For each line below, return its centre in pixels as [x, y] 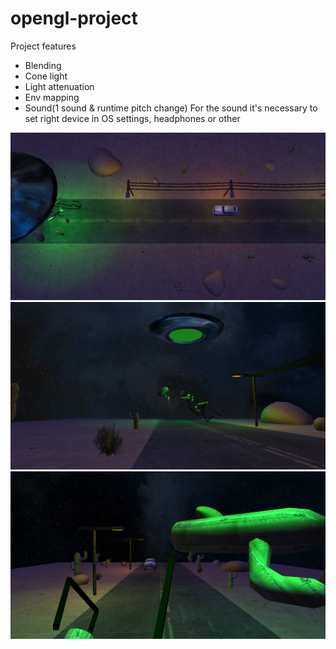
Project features [43, 46]
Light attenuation [59, 86]
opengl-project [74, 18]
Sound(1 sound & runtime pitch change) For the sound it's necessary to [171, 108]
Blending [43, 65]
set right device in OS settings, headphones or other [132, 118]
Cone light [46, 76]
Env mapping [52, 97]
